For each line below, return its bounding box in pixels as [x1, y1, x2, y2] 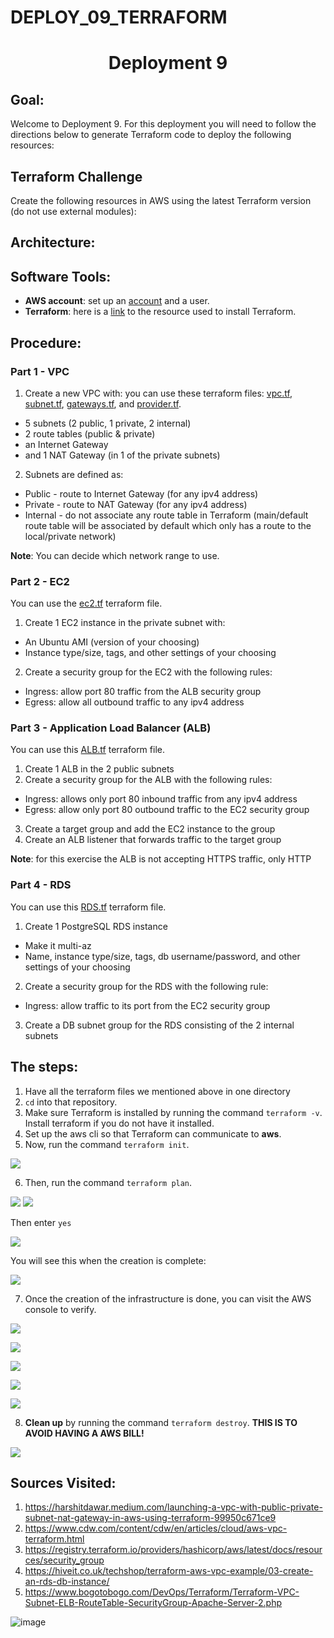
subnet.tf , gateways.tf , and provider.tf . [24, 397, 182, 410]
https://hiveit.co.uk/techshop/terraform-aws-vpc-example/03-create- [24, 1565, 314, 1577]
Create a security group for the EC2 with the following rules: [24, 666, 273, 678]
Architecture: [10, 234, 96, 251]
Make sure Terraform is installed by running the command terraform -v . [24, 1106, 323, 1118]
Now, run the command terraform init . [24, 1138, 190, 1150]
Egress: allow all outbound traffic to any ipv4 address [24, 696, 245, 708]
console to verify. [24, 1303, 97, 1315]
